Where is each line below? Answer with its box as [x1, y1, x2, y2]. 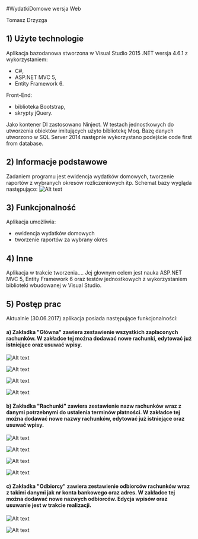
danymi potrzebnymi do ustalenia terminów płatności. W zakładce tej [6, 408, 180, 415]
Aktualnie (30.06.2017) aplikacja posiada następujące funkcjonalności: [6, 315, 178, 322]
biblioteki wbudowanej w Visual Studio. [6, 282, 102, 289]
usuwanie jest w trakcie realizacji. [6, 502, 92, 509]
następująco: [6, 185, 38, 193]
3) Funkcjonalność [6, 203, 76, 213]
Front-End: [6, 92, 33, 99]
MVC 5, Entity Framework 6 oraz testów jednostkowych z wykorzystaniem [6, 276, 188, 283]
